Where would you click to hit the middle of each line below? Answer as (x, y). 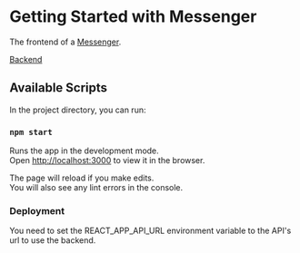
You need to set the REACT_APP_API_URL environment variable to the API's (150, 231)
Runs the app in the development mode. (84, 151)
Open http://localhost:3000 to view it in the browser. (107, 161)
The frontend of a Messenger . (65, 42)
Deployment (37, 210)
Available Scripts (58, 88)
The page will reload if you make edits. (82, 178)
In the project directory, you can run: (78, 110)
